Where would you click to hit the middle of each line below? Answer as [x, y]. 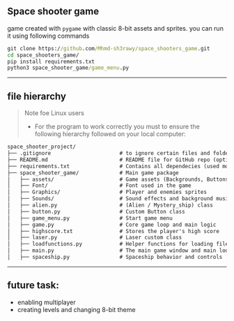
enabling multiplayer [46, 302]
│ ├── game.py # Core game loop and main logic [112, 225]
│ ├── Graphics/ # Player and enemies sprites [107, 192]
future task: [33, 285]
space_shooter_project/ [42, 147]
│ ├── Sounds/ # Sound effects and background [110, 199]
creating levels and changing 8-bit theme [76, 309]
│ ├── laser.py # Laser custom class [95, 238]
